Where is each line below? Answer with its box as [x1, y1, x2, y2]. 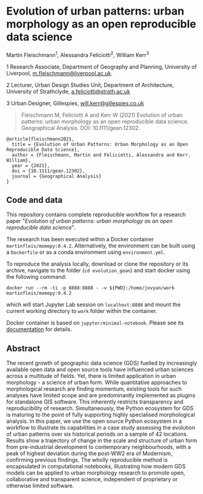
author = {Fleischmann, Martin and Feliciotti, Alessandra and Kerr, [12, 152, 191, 158]
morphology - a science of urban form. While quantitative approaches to [6, 379, 188, 386]
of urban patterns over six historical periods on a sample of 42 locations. [6, 430, 188, 438]
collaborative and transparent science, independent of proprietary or [6, 476, 178, 483]
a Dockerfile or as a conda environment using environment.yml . [6, 249, 165, 256]
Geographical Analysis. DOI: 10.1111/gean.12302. [21, 124, 141, 131]
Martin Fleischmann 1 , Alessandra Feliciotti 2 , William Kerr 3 [6, 50, 150, 58]
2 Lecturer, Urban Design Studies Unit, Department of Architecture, [6, 81, 175, 89]
